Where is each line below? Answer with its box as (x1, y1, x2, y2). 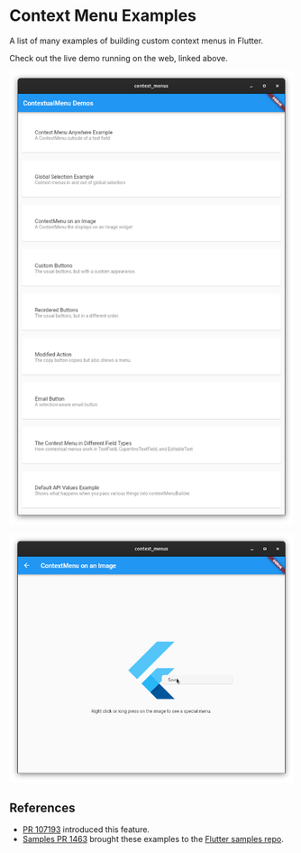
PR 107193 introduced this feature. (22, 824, 150, 835)
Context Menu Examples (9, 5, 196, 26)
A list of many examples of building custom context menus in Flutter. (9, 35, 264, 46)
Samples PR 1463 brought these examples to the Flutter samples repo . (22, 834, 284, 845)
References (9, 800, 76, 815)
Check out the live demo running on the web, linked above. (9, 52, 228, 63)
